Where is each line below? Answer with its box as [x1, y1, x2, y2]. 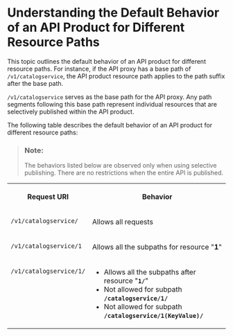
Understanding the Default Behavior [7, 5, 220, 21]
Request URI [27, 192, 69, 202]
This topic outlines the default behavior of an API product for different [7, 57, 207, 65]
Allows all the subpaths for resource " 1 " [92, 242, 222, 252]
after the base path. [7, 79, 64, 87]
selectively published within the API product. [7, 107, 135, 116]
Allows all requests [92, 217, 154, 227]
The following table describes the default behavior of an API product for [7, 121, 213, 129]
